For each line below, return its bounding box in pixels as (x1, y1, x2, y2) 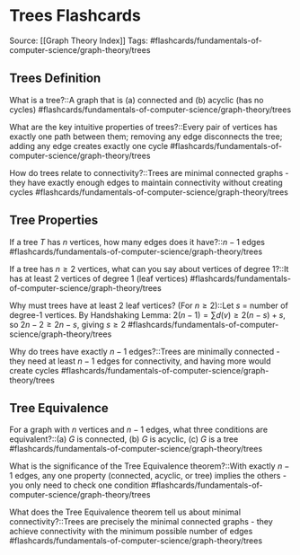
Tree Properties (9, 213, 99, 228)
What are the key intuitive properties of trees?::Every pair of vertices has (9, 121, 278, 132)
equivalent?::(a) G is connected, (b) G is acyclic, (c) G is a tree (9, 434, 239, 445)
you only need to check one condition (9, 480, 150, 490)
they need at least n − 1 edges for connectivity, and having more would (9, 356, 271, 366)
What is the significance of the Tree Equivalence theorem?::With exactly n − (9, 461, 290, 471)
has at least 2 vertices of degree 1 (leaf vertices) (9, 273, 189, 284)
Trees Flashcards (9, 5, 141, 26)
